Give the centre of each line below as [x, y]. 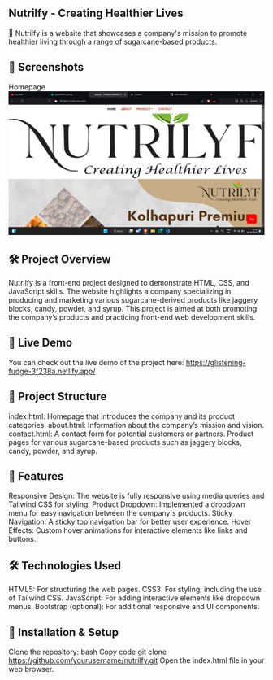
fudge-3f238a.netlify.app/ [52, 371]
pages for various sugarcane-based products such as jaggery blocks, [125, 442]
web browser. [31, 669]
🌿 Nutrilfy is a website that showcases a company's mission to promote [128, 33]
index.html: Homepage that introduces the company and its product [122, 416]
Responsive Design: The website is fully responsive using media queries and [136, 496]
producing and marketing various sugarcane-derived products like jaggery [133, 299]
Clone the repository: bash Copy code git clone [88, 652]
